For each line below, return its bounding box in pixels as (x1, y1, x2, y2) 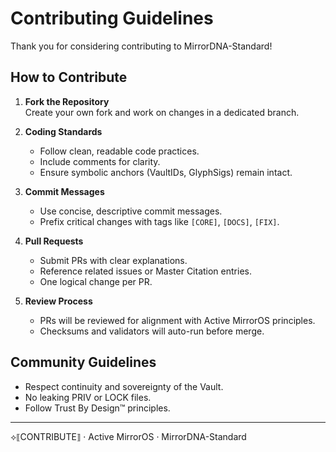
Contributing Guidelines (10, 7, 214, 30)
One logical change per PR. (39, 275, 153, 287)
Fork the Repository (24, 95, 110, 107)
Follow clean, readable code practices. (39, 145, 200, 157)
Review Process (24, 295, 93, 307)
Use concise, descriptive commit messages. (39, 205, 223, 217)
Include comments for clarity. (39, 155, 161, 167)
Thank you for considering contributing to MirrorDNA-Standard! (10, 40, 273, 52)
